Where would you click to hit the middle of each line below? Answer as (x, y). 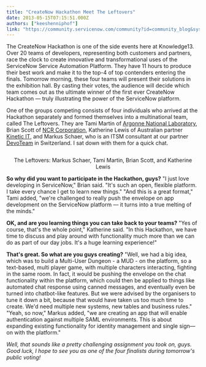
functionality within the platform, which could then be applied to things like (101, 281)
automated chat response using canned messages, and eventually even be (101, 287)
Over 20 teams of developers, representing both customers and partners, (99, 53)
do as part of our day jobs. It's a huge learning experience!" (82, 243)
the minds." (21, 211)
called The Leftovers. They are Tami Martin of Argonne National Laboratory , (102, 124)
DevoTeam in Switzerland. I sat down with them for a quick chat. (87, 143)
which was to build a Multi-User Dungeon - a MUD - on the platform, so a (99, 261)
